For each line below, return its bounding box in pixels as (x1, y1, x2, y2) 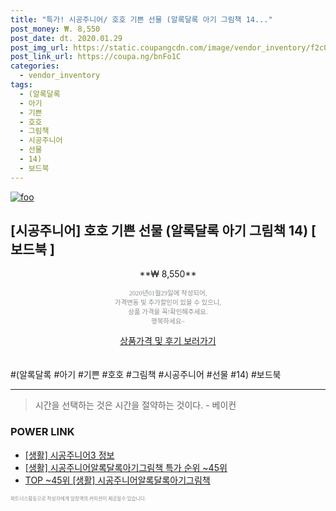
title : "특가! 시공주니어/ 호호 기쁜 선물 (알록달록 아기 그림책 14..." (10, 14, 273, 25)
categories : (10, 61, 60, 71)
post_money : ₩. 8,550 (10, 24, 101, 34)
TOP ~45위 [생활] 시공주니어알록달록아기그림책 (24, 474, 211, 486)
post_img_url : (10, 42, 70, 53)
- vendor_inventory (19, 71, 101, 81)
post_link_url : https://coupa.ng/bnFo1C (10, 52, 182, 62)
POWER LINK (10, 425, 75, 439)
